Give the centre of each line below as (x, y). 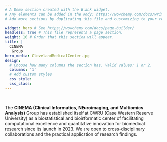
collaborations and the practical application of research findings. (71, 134)
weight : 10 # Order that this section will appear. (60, 37)
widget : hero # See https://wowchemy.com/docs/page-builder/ (70, 28)
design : (13, 60)
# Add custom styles (31, 74)
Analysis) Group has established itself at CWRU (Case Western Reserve (79, 113)
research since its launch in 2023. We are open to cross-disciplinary (75, 129)
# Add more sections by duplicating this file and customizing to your (81, 19)
